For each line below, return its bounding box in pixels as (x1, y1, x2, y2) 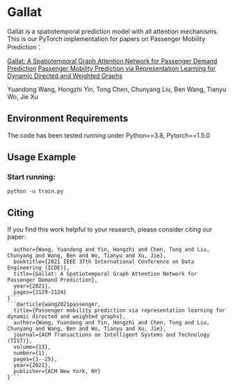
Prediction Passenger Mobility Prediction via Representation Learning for (7, 64, 216, 72)
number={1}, (13, 349, 49, 357)
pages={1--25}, (13, 356, 58, 363)
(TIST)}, (7, 338, 33, 345)
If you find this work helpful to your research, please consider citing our (7, 226, 213, 234)
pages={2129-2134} (13, 289, 67, 296)
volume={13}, (13, 344, 51, 351)
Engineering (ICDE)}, (7, 264, 70, 271)
